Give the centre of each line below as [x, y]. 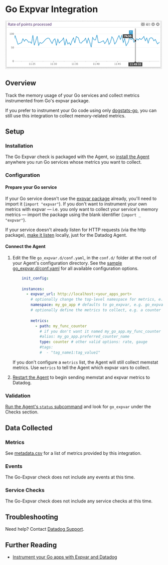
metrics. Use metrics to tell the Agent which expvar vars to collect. [81, 367]
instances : [33, 289]
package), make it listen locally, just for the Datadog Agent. [66, 235]
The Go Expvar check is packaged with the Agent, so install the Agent [77, 157]
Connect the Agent [26, 246]
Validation [18, 395]
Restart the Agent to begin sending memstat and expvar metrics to [81, 377]
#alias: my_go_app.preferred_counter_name [85, 337]
